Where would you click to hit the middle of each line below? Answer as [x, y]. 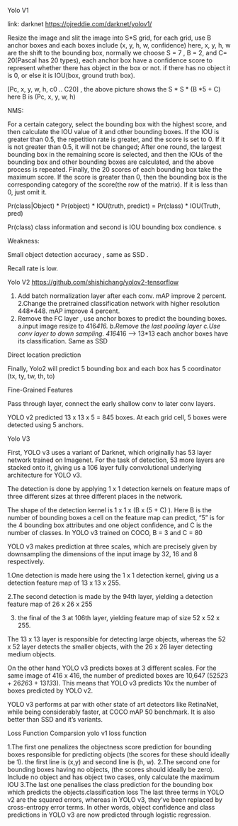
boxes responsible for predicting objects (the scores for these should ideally [119, 754]
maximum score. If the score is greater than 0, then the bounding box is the [117, 177]
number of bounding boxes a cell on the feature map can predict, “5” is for [116, 518]
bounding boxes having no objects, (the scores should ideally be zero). [111, 770]
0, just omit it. [27, 192]
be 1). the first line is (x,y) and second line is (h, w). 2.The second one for [114, 762]
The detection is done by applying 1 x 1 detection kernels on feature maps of [119, 489]
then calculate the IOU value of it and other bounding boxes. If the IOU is [113, 132]
